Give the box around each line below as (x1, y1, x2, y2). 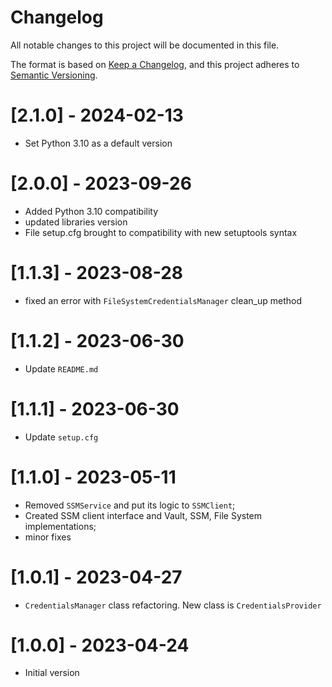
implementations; (24, 520, 97, 532)
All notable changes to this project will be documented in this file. (10, 39, 280, 51)
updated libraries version (24, 216, 128, 228)
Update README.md (24, 362, 99, 375)
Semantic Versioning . (10, 69, 98, 81)
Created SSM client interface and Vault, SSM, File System (24, 509, 263, 521)
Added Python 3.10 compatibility (24, 205, 159, 217)
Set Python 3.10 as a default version (24, 137, 173, 149)
